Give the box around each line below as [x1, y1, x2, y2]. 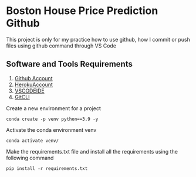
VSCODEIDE [14, 87, 45, 94]
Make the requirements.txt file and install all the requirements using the [6, 148, 178, 155]
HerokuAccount [14, 81, 53, 88]
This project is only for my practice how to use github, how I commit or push [6, 36, 191, 43]
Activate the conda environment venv [6, 126, 97, 133]
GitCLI [14, 93, 31, 100]
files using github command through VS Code [6, 42, 116, 49]
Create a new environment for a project [6, 104, 102, 112]
